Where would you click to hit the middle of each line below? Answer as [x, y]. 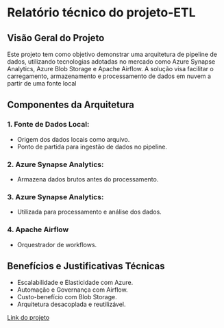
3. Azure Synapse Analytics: [55, 197]
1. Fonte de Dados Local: [48, 125]
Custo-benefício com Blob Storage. [67, 297]
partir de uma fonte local [42, 83]
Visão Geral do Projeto [56, 38]
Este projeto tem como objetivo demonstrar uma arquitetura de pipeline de [112, 54]
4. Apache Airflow [38, 229]
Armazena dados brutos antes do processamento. [88, 179]
